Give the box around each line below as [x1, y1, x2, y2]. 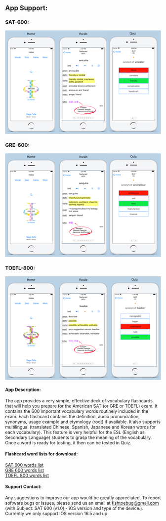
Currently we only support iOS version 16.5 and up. [5, 510, 109, 516]
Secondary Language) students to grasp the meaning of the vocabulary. [5, 434, 152, 440]
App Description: [5, 387, 41, 392]
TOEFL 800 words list [5, 472, 49, 478]
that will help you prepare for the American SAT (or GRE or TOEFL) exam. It [5, 403, 158, 409]
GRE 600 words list [5, 467, 44, 473]
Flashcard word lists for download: [5, 451, 78, 457]
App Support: [5, 4, 48, 12]
